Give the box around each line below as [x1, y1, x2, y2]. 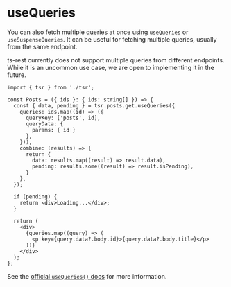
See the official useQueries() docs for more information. [7, 272, 167, 280]
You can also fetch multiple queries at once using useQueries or [7, 28, 189, 36]
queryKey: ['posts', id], [25, 114, 101, 121]
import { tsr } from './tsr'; [7, 84, 95, 91]
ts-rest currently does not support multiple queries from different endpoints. [7, 55, 225, 64]
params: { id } [32, 126, 76, 133]
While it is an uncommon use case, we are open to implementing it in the [7, 63, 215, 71]
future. [7, 71, 26, 79]
